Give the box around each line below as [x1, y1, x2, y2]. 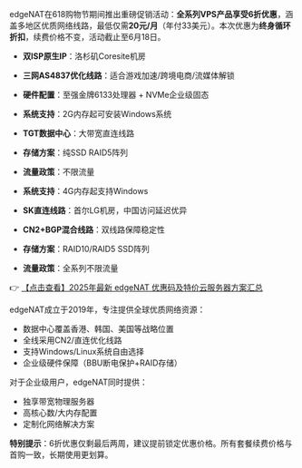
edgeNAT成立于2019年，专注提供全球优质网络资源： [9, 304, 206, 315]
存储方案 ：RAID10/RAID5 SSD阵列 [22, 244, 150, 254]
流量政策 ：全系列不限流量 [22, 263, 119, 273]
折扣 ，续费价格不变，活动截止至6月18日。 [9, 32, 166, 42]
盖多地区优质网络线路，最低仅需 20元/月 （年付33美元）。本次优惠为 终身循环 [9, 20, 291, 31]
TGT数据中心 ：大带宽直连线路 [22, 128, 135, 139]
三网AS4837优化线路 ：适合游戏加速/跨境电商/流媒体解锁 [22, 70, 236, 81]
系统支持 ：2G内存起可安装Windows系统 [22, 109, 172, 119]
